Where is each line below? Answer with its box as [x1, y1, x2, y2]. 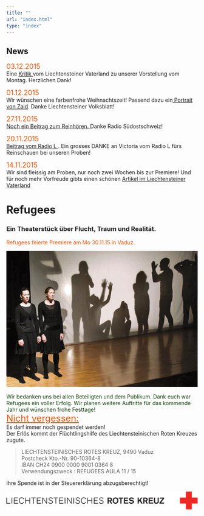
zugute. [6, 436, 25, 444]
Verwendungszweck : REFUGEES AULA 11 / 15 [21, 468, 137, 475]
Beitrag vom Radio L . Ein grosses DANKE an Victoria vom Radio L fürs [6, 143, 182, 150]
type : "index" [6, 23, 42, 29]
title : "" [6, 10, 32, 16]
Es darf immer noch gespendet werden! [6, 423, 106, 431]
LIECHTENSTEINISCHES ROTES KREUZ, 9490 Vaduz [21, 448, 154, 456]
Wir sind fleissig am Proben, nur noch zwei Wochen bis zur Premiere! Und [6, 169, 191, 176]
